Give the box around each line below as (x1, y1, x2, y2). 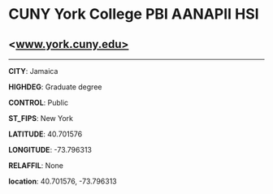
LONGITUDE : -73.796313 (8, 145, 92, 154)
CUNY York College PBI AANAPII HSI (8, 5, 259, 24)
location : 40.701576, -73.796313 (8, 176, 117, 186)
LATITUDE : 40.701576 (8, 129, 83, 139)
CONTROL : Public (8, 98, 69, 107)
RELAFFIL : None (8, 161, 63, 170)
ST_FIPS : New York (8, 114, 73, 123)
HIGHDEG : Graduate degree (8, 82, 102, 92)
